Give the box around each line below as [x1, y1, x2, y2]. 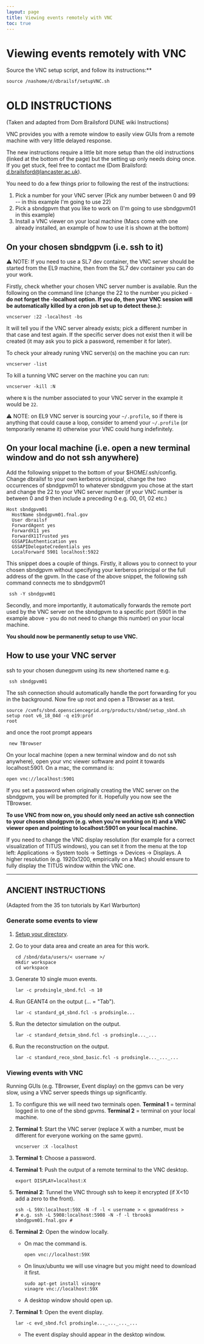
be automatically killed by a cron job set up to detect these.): [6, 302, 162, 309]
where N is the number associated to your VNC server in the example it [6, 394, 183, 402]
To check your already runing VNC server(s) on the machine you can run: [6, 350, 190, 357]
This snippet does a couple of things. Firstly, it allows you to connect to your [6, 560, 197, 567]
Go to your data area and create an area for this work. [15, 942, 150, 949]
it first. [24, 1269, 41, 1276]
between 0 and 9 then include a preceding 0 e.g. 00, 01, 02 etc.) [6, 494, 168, 502]
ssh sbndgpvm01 [8, 678, 47, 684]
